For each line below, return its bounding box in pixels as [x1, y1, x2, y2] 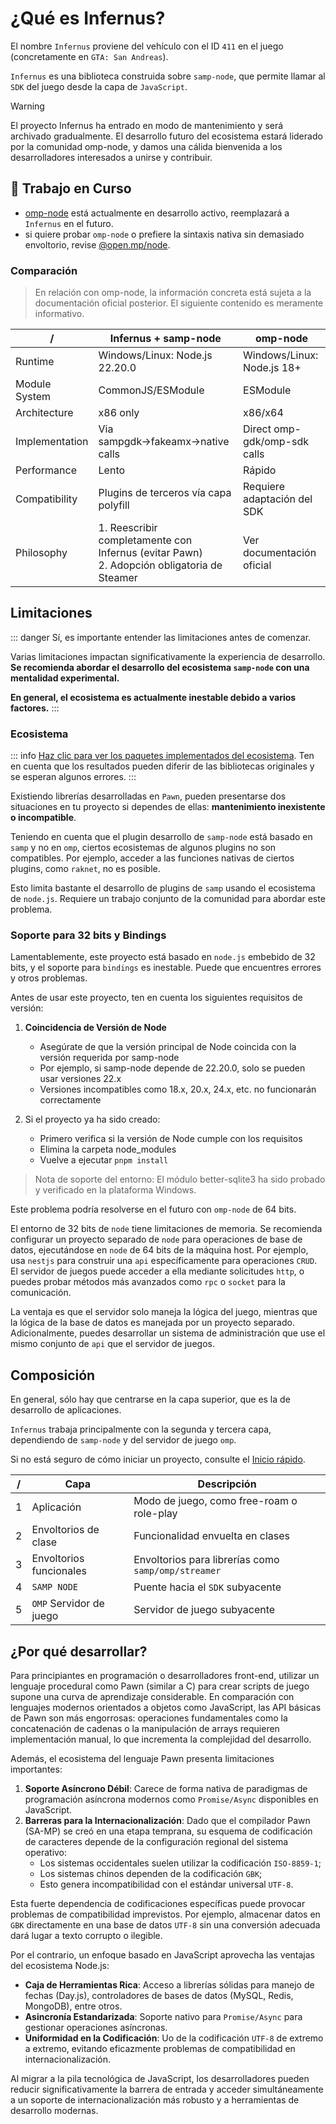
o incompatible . [10, 812, 77, 824]
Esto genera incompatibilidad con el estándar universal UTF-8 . [39, 1878, 294, 1891]
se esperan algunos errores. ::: [10, 771, 137, 783]
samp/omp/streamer [133, 1565, 222, 1577]
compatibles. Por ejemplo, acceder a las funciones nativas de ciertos [10, 852, 295, 864]
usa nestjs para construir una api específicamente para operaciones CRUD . [10, 1255, 318, 1267]
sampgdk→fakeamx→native [98, 435, 230, 449]
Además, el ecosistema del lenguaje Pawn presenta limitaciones [10, 1753, 275, 1765]
